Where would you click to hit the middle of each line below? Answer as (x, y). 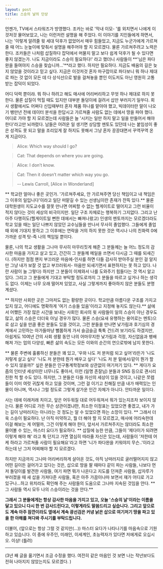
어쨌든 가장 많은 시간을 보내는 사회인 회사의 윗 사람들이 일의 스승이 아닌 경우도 (84, 312)
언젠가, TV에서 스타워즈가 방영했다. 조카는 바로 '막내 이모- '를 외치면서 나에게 (78, 28)
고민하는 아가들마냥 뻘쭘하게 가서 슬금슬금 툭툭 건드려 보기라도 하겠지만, (86, 330)
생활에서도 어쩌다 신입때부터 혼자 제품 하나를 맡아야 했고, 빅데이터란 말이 (79, 106)
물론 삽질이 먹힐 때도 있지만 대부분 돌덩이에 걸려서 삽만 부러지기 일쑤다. (82, 100)
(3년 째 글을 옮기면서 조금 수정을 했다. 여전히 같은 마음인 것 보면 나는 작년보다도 (80, 555)
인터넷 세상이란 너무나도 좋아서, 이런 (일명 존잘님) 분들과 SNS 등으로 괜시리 (85, 371)
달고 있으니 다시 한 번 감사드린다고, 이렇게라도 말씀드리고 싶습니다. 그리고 (73, 506)
